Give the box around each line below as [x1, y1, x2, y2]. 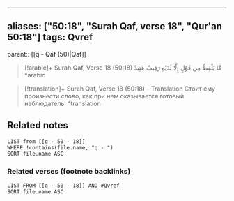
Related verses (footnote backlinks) [7, 166, 131, 176]
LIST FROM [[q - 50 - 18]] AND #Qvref [7, 182, 120, 189]
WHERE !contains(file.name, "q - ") [7, 144, 114, 151]
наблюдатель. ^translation [24, 99, 101, 107]
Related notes [7, 119, 68, 131]
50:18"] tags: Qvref [7, 31, 93, 43]
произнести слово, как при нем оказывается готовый [24, 91, 185, 100]
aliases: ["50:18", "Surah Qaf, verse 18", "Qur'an [7, 20, 223, 32]
